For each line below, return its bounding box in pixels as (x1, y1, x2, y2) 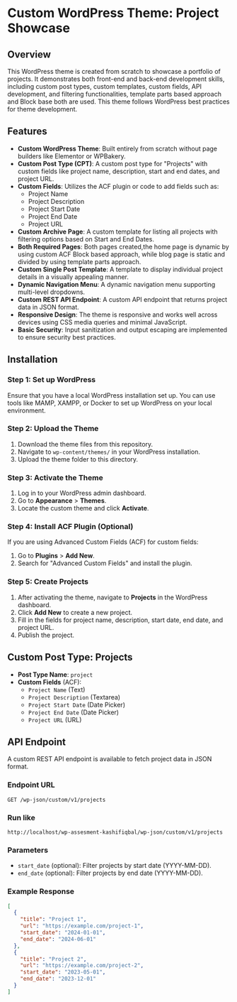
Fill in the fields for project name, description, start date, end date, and (17, 616, 224, 624)
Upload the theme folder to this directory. (17, 454, 139, 463)
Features (7, 126, 47, 138)
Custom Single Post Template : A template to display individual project (17, 265, 224, 273)
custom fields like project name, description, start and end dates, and (17, 167, 221, 175)
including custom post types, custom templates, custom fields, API (7, 82, 202, 90)
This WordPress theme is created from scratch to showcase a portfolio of (7, 67, 221, 75)
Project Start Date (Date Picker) (28, 700, 126, 709)
